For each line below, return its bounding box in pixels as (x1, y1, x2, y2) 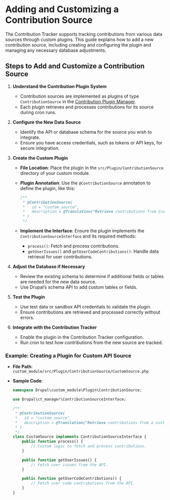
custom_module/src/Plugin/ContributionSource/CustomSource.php (12, 369, 149, 374)
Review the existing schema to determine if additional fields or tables (20, 274, 164, 279)
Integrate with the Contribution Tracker (12, 324, 97, 330)
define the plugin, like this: (20, 185, 75, 191)
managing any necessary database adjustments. (5, 47, 106, 53)
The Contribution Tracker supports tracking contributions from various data (5, 31, 163, 37)
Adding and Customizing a (5, 4, 119, 15)
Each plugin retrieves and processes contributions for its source (20, 104, 154, 110)
